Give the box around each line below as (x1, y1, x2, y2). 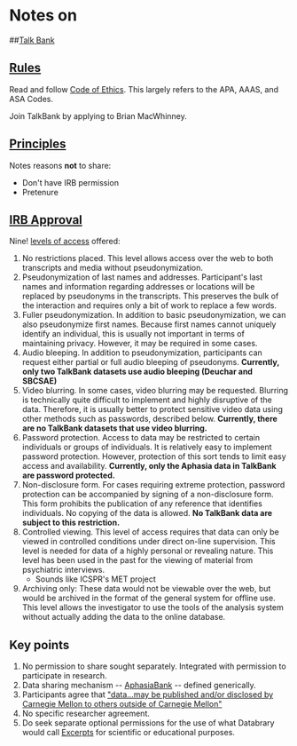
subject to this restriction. (21, 517, 121, 528)
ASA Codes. (9, 93, 54, 104)
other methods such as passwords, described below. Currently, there (21, 414, 277, 425)
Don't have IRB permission (21, 177, 120, 187)
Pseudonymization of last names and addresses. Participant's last (21, 272, 263, 282)
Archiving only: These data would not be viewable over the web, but (21, 583, 271, 594)
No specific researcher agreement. (21, 708, 151, 719)
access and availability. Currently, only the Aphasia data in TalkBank (21, 461, 277, 472)
